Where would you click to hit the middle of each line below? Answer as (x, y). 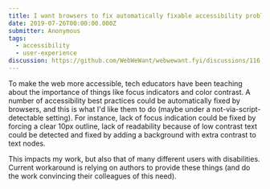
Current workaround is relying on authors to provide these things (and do (129, 167)
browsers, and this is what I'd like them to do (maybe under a (109, 109)
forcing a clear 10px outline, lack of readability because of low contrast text (133, 126)
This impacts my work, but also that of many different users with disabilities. (134, 158)
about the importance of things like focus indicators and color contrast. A (129, 92)
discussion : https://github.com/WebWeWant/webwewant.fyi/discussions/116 (135, 61)
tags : (17, 38)
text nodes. (27, 143)
